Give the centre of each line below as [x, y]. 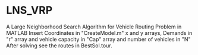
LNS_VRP [29, 10]
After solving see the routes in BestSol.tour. [59, 46]
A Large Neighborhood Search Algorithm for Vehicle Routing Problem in [94, 27]
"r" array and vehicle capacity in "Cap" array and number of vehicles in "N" [99, 39]
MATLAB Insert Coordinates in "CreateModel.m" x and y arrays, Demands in [99, 33]
